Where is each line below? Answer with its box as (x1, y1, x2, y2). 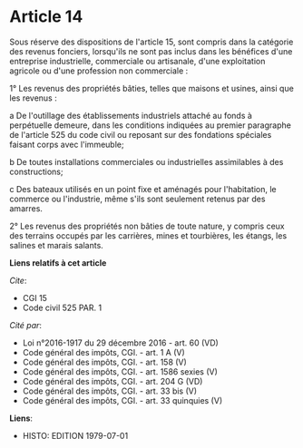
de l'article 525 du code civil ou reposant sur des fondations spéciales (9, 129, 272, 140)
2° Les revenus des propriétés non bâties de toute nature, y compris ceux (9, 220, 285, 231)
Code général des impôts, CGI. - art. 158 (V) (22, 356, 188, 367)
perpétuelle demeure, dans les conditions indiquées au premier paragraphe (9, 120, 292, 131)
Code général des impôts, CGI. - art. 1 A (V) (22, 346, 185, 357)
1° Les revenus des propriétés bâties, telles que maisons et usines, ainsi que (9, 83, 295, 93)
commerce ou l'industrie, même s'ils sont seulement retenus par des (9, 193, 266, 204)
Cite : (9, 275, 27, 286)
